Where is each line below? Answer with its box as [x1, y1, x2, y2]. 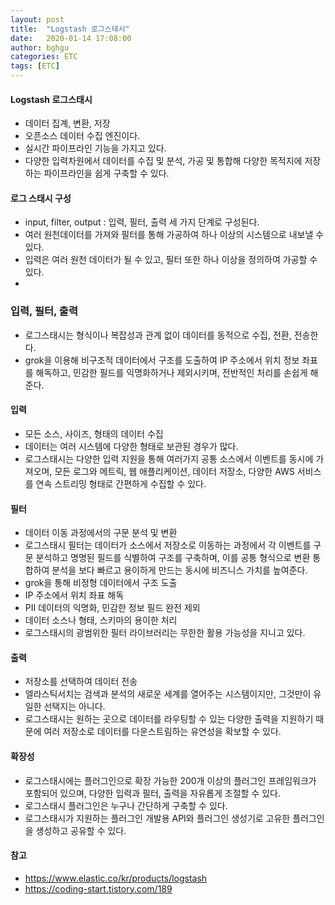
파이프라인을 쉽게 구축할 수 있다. [43, 167, 170, 180]
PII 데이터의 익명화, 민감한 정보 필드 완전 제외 [24, 602, 201, 614]
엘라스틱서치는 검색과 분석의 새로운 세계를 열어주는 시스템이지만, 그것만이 [24, 688, 312, 700]
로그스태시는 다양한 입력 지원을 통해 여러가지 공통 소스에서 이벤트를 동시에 [24, 452, 314, 465]
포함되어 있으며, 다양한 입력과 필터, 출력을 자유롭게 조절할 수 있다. [24, 787, 281, 799]
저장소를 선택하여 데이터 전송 [24, 676, 138, 688]
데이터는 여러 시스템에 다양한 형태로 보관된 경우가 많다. [24, 440, 239, 452]
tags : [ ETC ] [10, 61, 60, 71]
